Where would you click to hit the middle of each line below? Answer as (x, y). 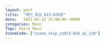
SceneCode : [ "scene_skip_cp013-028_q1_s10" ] (53, 33)
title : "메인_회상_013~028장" (35, 15)
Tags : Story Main (23, 29)
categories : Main (23, 24)
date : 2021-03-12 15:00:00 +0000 (43, 19)
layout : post (19, 10)
